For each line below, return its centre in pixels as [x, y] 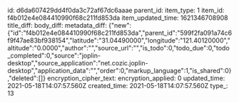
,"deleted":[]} [27, 78]
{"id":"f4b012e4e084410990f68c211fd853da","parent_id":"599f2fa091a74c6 [120, 33]
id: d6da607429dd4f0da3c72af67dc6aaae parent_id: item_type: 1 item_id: [116, 10]
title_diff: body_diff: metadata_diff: [57, 25]
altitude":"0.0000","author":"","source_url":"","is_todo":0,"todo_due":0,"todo [118, 48]
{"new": [120, 25]
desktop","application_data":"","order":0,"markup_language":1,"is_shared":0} [119, 71]
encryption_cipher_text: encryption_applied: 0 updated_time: [136, 78]
